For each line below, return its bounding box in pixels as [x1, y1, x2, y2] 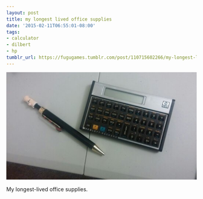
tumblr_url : [6, 54, 36, 60]
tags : [6, 29, 20, 35]
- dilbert [6, 42, 31, 48]
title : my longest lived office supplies [6, 16, 112, 22]
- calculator [6, 35, 39, 42]
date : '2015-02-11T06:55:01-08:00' [6, 22, 96, 28]
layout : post [6, 10, 39, 16]
